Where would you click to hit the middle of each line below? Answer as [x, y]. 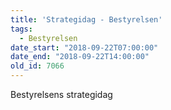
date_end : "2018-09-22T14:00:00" [80, 57]
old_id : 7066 [37, 66]
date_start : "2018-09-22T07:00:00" [84, 47]
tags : [21, 29]
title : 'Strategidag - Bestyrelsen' [86, 19]
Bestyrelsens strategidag [61, 94]
